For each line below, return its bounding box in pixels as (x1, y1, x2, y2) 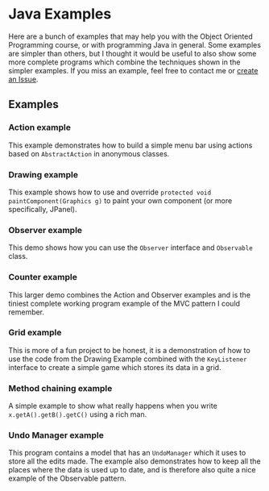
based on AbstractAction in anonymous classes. (8, 148, 170, 158)
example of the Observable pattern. (8, 473, 126, 484)
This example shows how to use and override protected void (8, 187, 212, 197)
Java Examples (8, 5, 112, 23)
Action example (8, 122, 71, 133)
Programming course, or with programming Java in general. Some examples (8, 40, 262, 49)
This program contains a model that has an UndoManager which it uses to (8, 448, 246, 458)
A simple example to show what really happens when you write (8, 401, 217, 411)
